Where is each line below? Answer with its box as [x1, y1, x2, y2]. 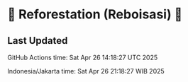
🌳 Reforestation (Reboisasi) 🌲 [7, 6, 183, 23]
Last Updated [7, 35, 68, 47]
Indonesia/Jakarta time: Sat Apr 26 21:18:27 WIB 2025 [7, 67, 165, 75]
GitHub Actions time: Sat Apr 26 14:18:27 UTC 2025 [7, 53, 158, 61]
